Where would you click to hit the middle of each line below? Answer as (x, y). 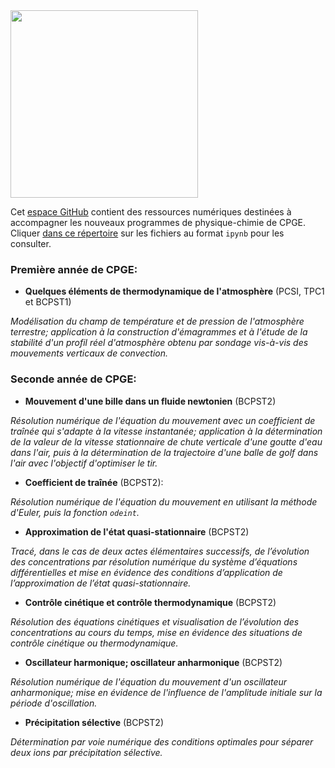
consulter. (31, 243)
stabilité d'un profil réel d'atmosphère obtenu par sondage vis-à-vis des (159, 343)
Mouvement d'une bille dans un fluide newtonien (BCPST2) (150, 401)
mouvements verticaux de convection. (89, 353)
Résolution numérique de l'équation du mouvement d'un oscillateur (149, 681)
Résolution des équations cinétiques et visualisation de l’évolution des (155, 621)
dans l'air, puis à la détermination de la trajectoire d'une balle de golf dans (164, 452)
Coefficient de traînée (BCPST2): (94, 482)
